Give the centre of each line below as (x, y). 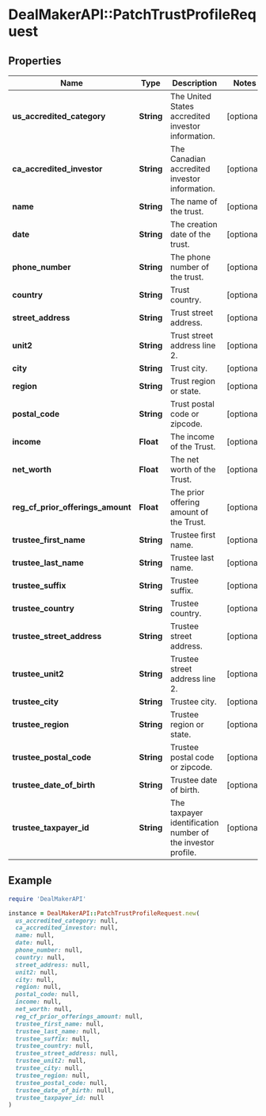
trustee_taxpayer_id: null (60, 1098)
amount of (189, 512)
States (182, 106)
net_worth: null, (44, 1010)
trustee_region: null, (53, 1076)
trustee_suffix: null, (53, 1039)
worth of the (193, 469)
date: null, (35, 943)
